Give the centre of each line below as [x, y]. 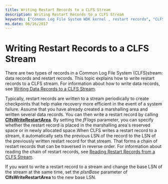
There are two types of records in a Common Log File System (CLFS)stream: [84, 73]
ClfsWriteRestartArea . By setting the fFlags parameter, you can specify [79, 120]
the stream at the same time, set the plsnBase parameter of [66, 172]
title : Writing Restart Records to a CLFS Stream [58, 10]
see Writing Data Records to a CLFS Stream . [51, 89]
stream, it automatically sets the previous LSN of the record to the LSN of [80, 136]
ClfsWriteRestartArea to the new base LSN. [51, 177]
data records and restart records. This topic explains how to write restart [80, 78]
